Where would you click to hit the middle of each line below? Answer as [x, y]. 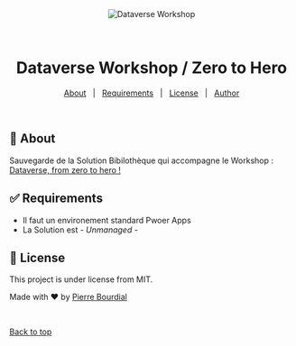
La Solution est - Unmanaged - [80, 230]
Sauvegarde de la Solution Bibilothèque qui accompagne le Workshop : [141, 160]
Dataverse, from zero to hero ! [65, 169]
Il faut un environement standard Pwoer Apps [106, 220]
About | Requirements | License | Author [152, 93]
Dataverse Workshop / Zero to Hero [152, 68]
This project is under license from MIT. [81, 279]
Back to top [31, 332]
